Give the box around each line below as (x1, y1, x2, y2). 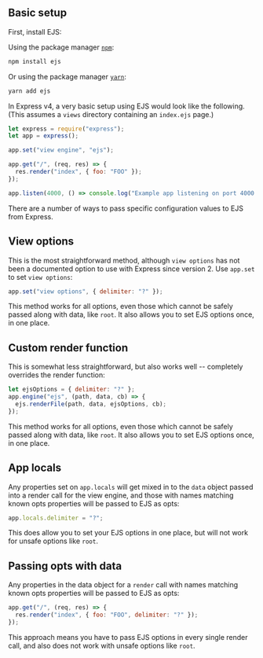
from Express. (8, 211, 53, 221)
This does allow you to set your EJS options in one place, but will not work (8, 528, 249, 538)
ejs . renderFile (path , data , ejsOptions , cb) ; (15, 400, 167, 408)
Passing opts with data (8, 559, 122, 572)
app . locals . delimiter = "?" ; (8, 514, 104, 522)
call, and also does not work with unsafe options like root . (8, 641, 195, 650)
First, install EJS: (8, 27, 62, 36)
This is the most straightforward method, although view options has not (8, 255, 240, 265)
